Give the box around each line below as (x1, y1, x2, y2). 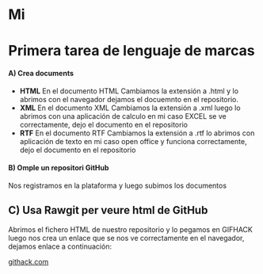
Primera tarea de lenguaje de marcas (8, 42, 255, 60)
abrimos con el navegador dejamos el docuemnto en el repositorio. (19, 94, 239, 104)
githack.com (8, 257, 49, 266)
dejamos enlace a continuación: (8, 242, 112, 251)
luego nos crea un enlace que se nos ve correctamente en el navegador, (8, 233, 245, 242)
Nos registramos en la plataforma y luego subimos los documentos (8, 181, 227, 190)
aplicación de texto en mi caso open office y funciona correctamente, (19, 136, 247, 146)
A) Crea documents (8, 68, 74, 78)
